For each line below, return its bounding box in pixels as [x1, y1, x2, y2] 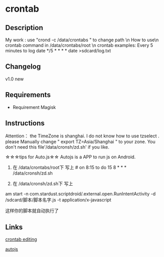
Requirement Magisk [12, 104, 56, 110]
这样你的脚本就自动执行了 [5, 208, 59, 214]
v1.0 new [5, 76, 24, 82]
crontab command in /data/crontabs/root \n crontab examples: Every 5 [5, 42, 153, 48]
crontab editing [5, 236, 37, 242]
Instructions [5, 119, 45, 128]
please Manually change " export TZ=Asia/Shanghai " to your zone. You [5, 138, 156, 145]
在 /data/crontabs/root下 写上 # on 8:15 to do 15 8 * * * [12, 164, 127, 170]
